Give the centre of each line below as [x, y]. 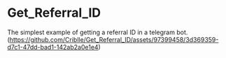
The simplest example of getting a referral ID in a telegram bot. [98, 32]
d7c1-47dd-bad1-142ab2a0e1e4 [53, 47]
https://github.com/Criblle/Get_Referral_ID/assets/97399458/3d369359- [114, 39]
